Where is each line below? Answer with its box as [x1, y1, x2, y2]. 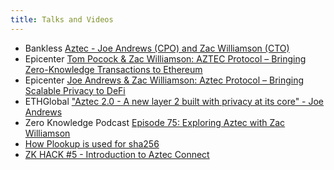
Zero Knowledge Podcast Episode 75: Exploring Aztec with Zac [24, 116, 286, 128]
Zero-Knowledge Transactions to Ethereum [24, 63, 203, 75]
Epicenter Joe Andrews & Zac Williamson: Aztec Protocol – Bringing [24, 74, 305, 86]
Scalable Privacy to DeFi [24, 84, 126, 96]
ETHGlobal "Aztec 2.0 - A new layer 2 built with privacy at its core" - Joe [24, 95, 325, 107]
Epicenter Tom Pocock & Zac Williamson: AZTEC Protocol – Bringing [24, 52, 307, 65]
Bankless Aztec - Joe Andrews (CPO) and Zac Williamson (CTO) [24, 42, 290, 54]
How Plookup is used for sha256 [24, 137, 160, 150]
